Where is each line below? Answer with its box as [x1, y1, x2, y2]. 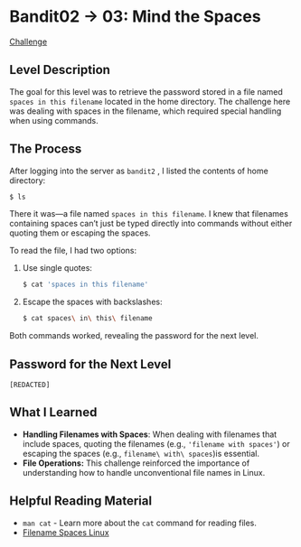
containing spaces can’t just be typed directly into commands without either [9, 218, 293, 229]
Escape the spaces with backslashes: [22, 296, 163, 308]
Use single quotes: [22, 263, 93, 273]
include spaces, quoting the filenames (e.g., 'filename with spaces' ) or [22, 438, 291, 449]
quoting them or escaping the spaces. [9, 227, 151, 238]
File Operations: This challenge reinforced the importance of [22, 458, 250, 468]
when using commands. [9, 115, 99, 125]
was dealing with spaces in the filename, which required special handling [9, 106, 282, 116]
